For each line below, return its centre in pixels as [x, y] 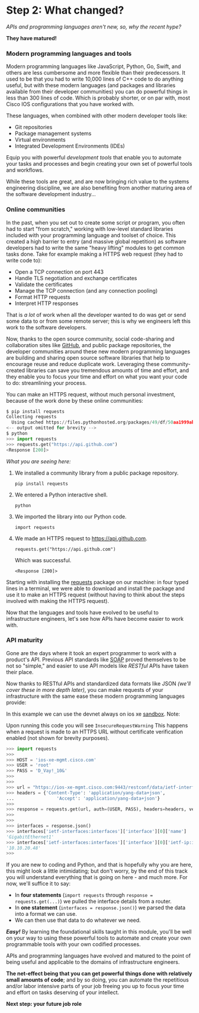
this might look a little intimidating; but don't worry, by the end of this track [97, 871]
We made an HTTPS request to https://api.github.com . [81, 538]
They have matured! [32, 38]
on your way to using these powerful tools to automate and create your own [99, 938]
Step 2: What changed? [65, 10]
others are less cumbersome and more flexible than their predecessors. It [96, 73]
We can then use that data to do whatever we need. [78, 920]
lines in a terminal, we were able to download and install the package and [95, 588]
